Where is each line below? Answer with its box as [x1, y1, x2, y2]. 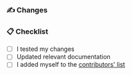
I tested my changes [16, 45, 75, 53]
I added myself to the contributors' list [16, 61, 126, 69]
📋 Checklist [6, 26, 49, 36]
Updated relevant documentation [16, 53, 111, 61]
